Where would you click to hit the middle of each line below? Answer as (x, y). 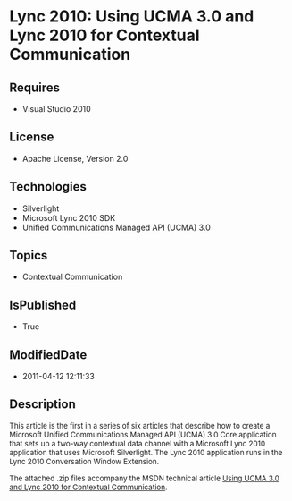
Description (42, 404)
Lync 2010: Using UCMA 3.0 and (132, 17)
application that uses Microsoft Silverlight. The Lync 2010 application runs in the (146, 452)
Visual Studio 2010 (56, 109)
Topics (29, 255)
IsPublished (43, 305)
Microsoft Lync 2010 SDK (69, 217)
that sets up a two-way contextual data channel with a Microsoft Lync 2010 (138, 443)
